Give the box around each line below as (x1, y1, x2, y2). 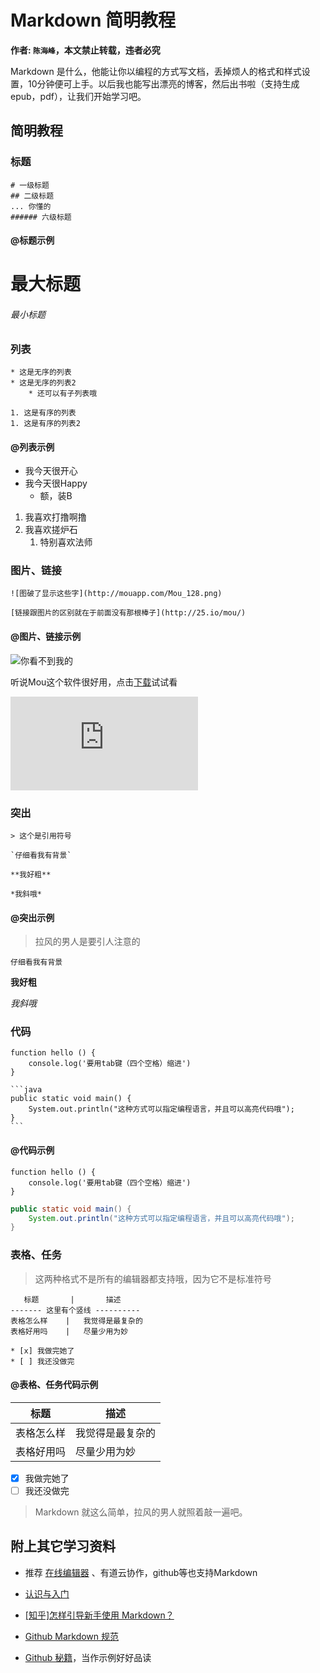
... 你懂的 (10, 201, 52, 211)
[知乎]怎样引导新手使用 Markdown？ (24, 1609, 175, 1621)
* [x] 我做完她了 (10, 1346, 75, 1356)
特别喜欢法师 (39, 536, 93, 548)
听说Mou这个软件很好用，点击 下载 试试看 (10, 676, 178, 688)
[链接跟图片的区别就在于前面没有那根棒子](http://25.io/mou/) (10, 608, 247, 618)
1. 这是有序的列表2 (10, 418, 81, 428)
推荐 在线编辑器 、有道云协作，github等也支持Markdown (24, 1566, 258, 1578)
